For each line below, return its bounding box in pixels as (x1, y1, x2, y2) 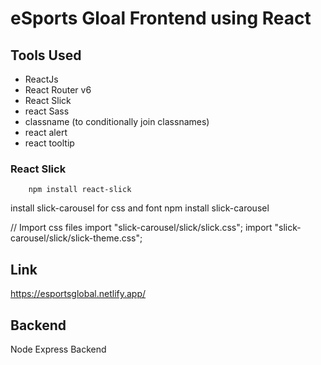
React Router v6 (24, 84, 92, 96)
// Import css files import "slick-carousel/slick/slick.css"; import (10, 222, 273, 234)
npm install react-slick (28, 185, 132, 195)
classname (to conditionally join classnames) (24, 116, 210, 127)
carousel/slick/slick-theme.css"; (10, 232, 143, 244)
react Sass (24, 105, 70, 117)
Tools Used (10, 47, 82, 64)
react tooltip (24, 137, 75, 149)
